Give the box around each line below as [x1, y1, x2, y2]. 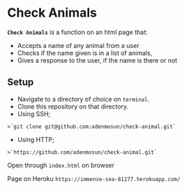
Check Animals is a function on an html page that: [7, 28, 148, 36]
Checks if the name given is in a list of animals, [17, 49, 153, 57]
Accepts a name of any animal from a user [17, 41, 140, 49]
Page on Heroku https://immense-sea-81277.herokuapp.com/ [7, 174, 181, 182]
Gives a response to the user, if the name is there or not [17, 56, 178, 64]
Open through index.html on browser [7, 161, 115, 169]
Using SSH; [17, 109, 51, 118]
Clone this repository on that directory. [17, 102, 129, 111]
